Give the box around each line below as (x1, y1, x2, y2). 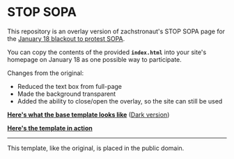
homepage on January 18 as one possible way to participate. (7, 55, 182, 63)
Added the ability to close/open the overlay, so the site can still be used (17, 97, 223, 105)
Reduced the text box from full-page (17, 82, 123, 90)
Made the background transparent (17, 90, 116, 98)
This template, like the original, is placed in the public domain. (7, 144, 185, 152)
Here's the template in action (7, 124, 93, 132)
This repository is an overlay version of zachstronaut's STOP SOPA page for (7, 27, 225, 35)
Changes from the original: (7, 69, 84, 77)
